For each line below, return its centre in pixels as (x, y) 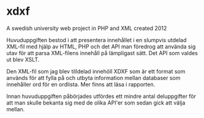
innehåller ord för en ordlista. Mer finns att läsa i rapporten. (81, 84)
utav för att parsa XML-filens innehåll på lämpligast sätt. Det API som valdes (102, 53)
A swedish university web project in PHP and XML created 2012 (87, 28)
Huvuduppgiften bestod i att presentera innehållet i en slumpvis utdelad (96, 40)
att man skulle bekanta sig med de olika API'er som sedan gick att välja (96, 103)
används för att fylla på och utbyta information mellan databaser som (93, 78)
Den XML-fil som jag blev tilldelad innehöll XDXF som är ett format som (96, 71)
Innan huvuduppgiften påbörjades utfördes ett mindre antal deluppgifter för (101, 96)
